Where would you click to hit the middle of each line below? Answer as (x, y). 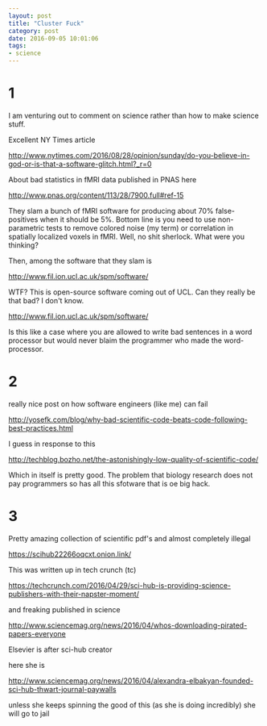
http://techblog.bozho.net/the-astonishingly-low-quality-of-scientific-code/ (133, 459)
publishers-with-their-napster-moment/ (74, 594)
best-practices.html (41, 428)
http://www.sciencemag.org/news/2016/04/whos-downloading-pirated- (128, 625)
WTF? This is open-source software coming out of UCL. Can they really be (132, 292)
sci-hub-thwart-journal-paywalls (62, 689)
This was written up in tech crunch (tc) (72, 570)
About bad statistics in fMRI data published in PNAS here (103, 179)
